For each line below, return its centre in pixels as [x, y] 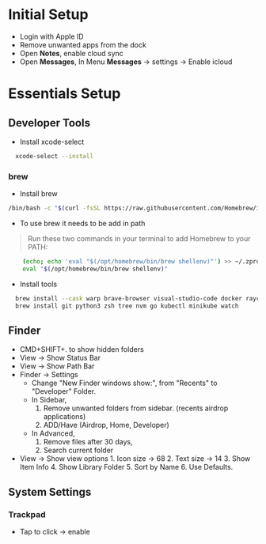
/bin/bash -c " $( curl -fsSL [55, 208]
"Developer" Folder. [64, 391]
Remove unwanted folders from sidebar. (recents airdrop [136, 408]
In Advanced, [53, 433]
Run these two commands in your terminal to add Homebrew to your [139, 238]
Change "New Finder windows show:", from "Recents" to [124, 383]
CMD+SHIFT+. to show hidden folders [82, 349]
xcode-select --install [54, 156]
